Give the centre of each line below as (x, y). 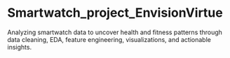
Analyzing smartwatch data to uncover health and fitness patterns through (115, 32)
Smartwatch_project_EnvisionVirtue (115, 13)
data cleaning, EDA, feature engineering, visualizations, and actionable (109, 39)
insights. (20, 47)
